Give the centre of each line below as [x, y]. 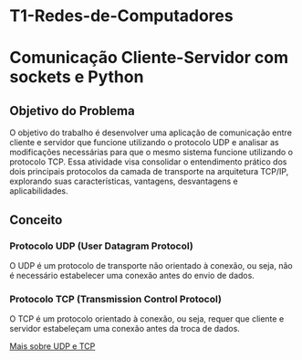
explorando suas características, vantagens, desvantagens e [124, 181]
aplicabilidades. [39, 191]
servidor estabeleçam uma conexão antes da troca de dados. [125, 329]
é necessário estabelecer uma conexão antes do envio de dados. [132, 275]
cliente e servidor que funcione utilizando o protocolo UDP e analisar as [145, 143]
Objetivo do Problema [72, 111]
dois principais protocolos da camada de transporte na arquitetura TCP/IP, [149, 172]
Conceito [36, 220]
